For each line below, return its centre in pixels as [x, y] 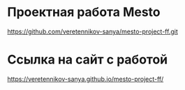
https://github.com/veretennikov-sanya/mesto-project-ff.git [92, 31]
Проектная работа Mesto [84, 12]
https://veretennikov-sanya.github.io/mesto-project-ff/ [86, 79]
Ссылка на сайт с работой [88, 60]
